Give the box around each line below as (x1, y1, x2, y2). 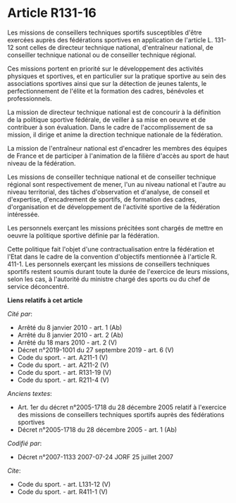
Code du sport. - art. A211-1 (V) (17, 353, 108, 361)
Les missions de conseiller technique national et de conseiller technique (7, 173, 216, 181)
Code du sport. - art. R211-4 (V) (17, 375, 109, 384)
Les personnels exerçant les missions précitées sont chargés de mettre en (7, 223, 223, 232)
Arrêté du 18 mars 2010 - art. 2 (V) (17, 338, 118, 347)
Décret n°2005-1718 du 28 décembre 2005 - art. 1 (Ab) (17, 425, 178, 434)
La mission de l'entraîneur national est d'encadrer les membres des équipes (7, 144, 228, 152)
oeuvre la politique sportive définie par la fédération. (7, 231, 160, 240)
